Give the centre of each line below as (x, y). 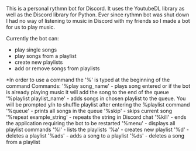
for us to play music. (31, 27)
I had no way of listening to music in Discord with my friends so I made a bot (98, 21)
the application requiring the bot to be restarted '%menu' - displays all (91, 123)
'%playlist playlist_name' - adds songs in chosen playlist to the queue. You (96, 98)
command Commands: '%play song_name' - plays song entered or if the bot (98, 86)
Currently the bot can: (33, 38)
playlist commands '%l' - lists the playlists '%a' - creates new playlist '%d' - (97, 129)
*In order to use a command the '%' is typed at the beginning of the (88, 80)
